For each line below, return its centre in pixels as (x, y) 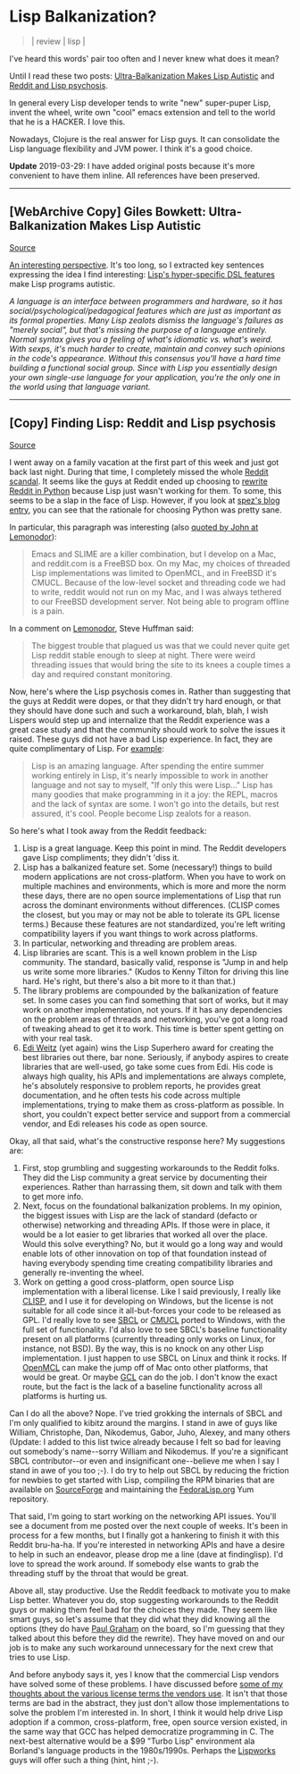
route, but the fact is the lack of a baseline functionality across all (142, 1386)
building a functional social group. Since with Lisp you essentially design (143, 368)
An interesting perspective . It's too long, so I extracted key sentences (137, 265)
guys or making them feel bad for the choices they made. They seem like (143, 1609)
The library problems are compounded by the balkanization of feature (150, 990)
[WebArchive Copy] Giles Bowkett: (108, 212)
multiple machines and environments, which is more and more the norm (154, 886)
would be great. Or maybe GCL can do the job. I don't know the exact (150, 1377)
